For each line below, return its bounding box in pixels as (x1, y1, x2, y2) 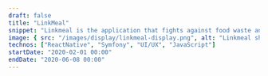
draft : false (8, 11, 52, 20)
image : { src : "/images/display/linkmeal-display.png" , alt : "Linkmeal (8, 33, 251, 42)
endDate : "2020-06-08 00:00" (8, 56, 105, 64)
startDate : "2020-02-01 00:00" (8, 48, 112, 56)
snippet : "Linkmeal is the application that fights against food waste (8, 26, 251, 34)
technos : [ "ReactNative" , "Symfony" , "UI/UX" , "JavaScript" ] (8, 41, 216, 49)
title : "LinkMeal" (8, 19, 69, 27)
